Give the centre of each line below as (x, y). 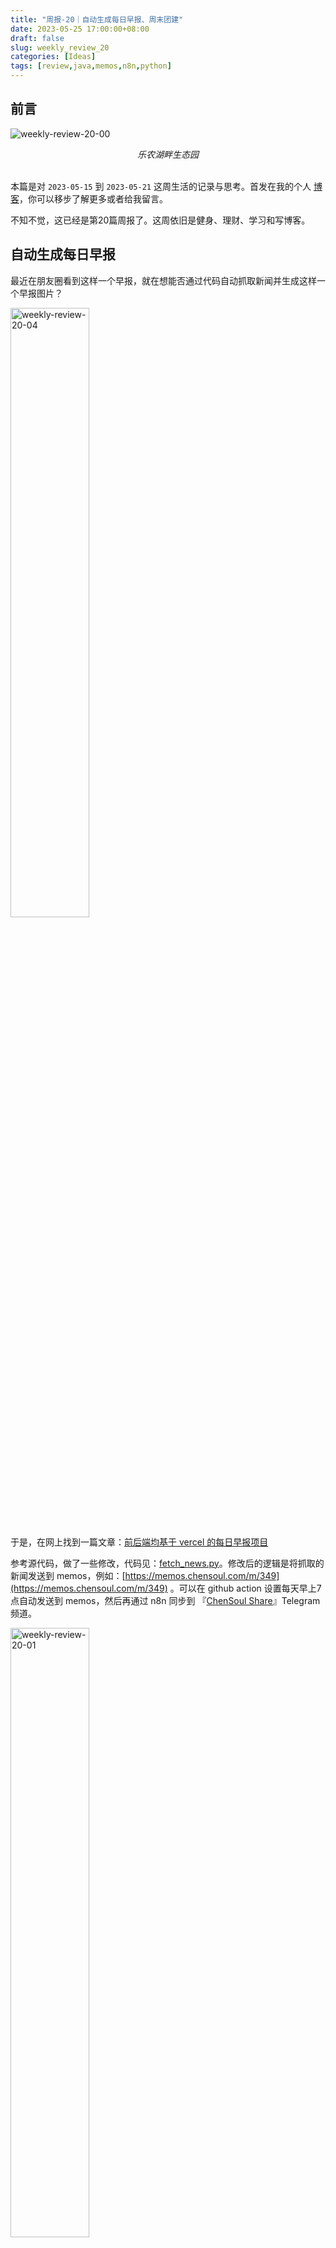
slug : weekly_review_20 (60, 47)
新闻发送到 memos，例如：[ (68, 1575)
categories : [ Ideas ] (53, 57)
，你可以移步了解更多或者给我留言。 (93, 198)
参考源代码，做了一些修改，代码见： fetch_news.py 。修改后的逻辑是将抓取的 (167, 1563)
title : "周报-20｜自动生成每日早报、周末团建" (97, 19)
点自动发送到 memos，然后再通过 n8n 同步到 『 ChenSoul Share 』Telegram (165, 1600)
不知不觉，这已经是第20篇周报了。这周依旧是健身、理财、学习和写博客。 (160, 220)
